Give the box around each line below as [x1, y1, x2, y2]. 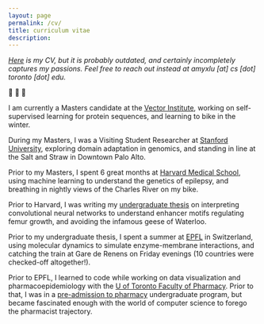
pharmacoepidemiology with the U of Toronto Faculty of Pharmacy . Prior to [8, 281, 254, 291]
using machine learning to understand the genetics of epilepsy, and [8, 176, 229, 186]
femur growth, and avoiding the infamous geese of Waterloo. [8, 217, 208, 226]
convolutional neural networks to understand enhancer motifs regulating [8, 208, 244, 218]
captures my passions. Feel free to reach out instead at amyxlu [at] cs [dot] [8, 64, 256, 74]
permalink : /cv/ [8, 19, 62, 27]
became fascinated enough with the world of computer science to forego [8, 299, 247, 308]
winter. [8, 120, 31, 129]
